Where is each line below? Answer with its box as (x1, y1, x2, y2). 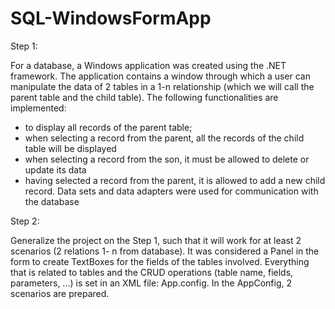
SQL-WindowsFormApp (10, 7, 212, 30)
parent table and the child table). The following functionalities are (10, 91, 279, 103)
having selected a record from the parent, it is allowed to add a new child (24, 174, 326, 186)
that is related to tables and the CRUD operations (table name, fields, (10, 266, 294, 278)
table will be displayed (24, 142, 117, 154)
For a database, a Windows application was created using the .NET (10, 59, 287, 71)
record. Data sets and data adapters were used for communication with (24, 185, 319, 197)
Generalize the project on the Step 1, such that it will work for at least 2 (10, 234, 302, 246)
